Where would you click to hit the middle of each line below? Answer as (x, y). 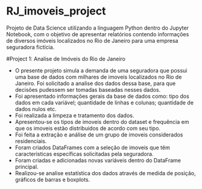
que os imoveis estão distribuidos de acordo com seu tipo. (88, 128)
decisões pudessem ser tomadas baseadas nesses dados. (88, 89)
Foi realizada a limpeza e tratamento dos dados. (74, 115)
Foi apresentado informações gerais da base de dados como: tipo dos (102, 96)
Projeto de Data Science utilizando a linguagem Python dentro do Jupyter (97, 28)
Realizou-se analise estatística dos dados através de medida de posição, (105, 173)
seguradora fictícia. (30, 47)
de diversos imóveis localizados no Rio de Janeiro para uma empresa (92, 40)
